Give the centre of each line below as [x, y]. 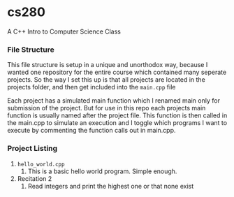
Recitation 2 [35, 178]
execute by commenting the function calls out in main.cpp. [92, 131]
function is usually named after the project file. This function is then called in [117, 115]
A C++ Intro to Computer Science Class [64, 31]
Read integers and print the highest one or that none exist [111, 186]
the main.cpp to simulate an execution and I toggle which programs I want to [117, 123]
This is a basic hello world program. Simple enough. [102, 171]
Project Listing [32, 149]
